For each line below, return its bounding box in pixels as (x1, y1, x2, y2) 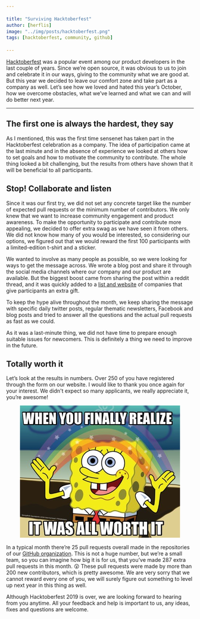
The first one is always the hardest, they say (6, 119, 174, 129)
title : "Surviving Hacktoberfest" (6, 15, 92, 22)
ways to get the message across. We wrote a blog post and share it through (6, 262, 192, 269)
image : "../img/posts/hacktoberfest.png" (6, 29, 111, 35)
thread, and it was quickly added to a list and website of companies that (6, 281, 183, 288)
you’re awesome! (6, 394, 49, 401)
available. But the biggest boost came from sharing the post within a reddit (6, 274, 189, 281)
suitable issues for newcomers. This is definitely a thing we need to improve (6, 335, 192, 343)
